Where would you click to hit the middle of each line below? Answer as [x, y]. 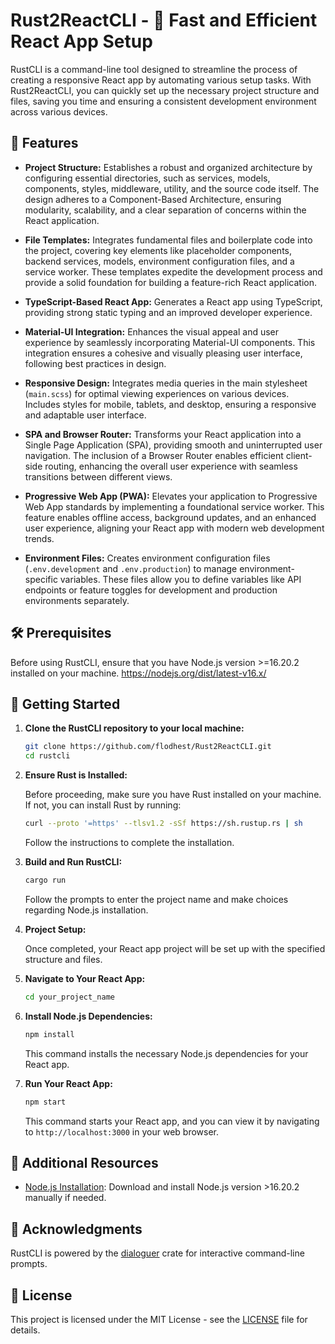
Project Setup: [55, 929]
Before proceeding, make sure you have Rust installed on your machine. [173, 795]
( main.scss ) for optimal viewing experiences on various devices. [157, 393]
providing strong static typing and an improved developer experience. [168, 312]
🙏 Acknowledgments [76, 1229]
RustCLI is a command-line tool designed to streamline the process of [154, 69]
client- [299, 455]
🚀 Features [44, 143]
